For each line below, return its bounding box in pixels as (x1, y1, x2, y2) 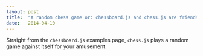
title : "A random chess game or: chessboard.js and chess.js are (6, 14, 177, 20)
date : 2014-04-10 (6, 20, 56, 26)
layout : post (6, 8, 39, 15)
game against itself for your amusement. (6, 43, 107, 50)
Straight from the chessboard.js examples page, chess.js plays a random (6, 37, 189, 44)
